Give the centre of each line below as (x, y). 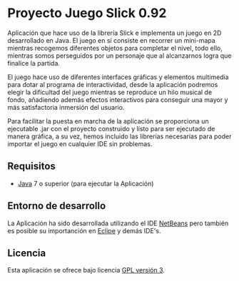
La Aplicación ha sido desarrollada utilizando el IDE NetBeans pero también (118, 223)
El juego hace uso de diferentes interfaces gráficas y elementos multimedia (118, 77)
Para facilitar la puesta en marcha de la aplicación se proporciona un (108, 121)
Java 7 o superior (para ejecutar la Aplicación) (86, 183)
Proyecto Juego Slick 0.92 (87, 13)
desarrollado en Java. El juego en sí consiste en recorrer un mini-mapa (111, 40)
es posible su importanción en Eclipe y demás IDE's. (84, 230)
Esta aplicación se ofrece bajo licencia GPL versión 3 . (86, 270)
